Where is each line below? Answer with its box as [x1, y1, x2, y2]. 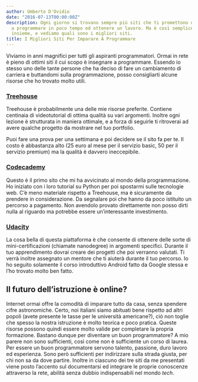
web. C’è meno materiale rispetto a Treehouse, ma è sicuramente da [6, 189, 172, 196]
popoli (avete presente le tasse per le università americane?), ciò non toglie [6, 312, 189, 319]
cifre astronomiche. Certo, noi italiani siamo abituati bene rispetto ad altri [6, 306, 183, 314]
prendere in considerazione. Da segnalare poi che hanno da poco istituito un [6, 195, 192, 203]
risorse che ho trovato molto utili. [6, 77, 87, 84]
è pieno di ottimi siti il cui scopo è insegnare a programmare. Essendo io [6, 58, 181, 66]
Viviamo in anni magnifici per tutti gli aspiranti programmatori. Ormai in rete [6, 53, 189, 59]
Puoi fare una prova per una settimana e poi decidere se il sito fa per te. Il [6, 136, 184, 143]
